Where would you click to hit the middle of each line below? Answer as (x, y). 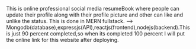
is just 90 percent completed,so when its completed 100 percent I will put (96, 34)
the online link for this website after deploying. (63, 40)
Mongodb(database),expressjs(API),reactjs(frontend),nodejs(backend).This (98, 27)
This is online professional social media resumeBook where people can (93, 9)
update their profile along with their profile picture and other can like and (95, 15)
